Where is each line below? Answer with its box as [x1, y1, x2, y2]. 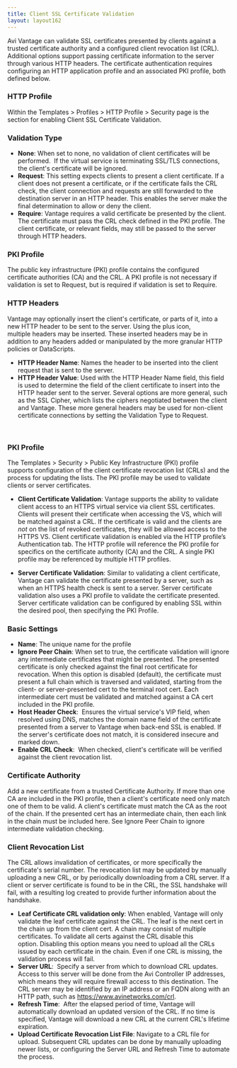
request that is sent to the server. [17, 365, 115, 374]
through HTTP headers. [17, 232, 87, 241]
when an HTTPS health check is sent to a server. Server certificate [17, 584, 212, 592]
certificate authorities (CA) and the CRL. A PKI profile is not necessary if [7, 273, 217, 282]
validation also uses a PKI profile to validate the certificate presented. [17, 591, 220, 599]
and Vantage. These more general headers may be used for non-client [17, 403, 224, 411]
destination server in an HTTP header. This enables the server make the [17, 194, 228, 203]
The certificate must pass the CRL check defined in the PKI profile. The [17, 217, 226, 225]
